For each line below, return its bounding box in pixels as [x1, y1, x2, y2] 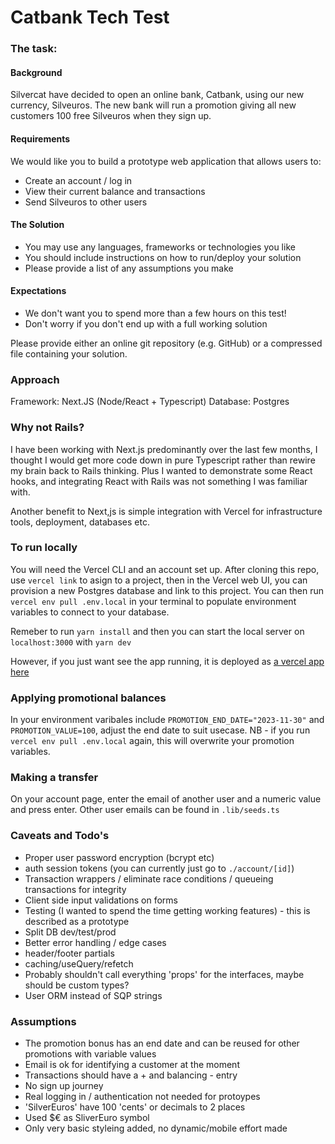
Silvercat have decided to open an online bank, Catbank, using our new [10, 89, 305, 101]
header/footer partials [24, 947, 115, 959]
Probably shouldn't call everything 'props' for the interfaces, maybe [24, 968, 305, 980]
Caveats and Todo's [10, 829, 110, 843]
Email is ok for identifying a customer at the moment [24, 1059, 240, 1070]
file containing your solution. [10, 347, 128, 360]
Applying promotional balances [10, 691, 167, 705]
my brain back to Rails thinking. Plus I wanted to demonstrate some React [10, 464, 313, 476]
